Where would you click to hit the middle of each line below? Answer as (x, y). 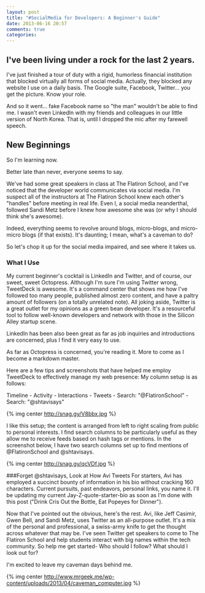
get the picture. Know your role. (46, 94)
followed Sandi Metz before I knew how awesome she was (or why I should (102, 210)
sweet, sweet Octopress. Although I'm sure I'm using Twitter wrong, (92, 283)
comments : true (26, 29)
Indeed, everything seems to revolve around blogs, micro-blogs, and (93, 228)
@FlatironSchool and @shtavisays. (50, 452)
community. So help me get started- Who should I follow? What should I (97, 546)
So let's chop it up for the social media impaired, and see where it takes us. (101, 246)
